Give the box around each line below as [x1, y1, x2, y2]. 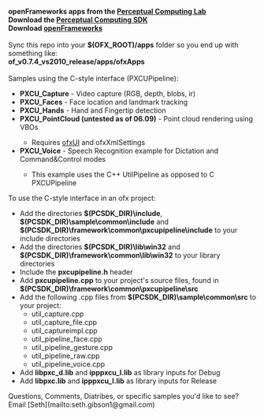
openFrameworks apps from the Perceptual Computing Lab [8, 7, 206, 16]
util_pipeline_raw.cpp [31, 351, 100, 360]
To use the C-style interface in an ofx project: [8, 193, 156, 203]
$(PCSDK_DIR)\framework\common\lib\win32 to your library [19, 251, 221, 259]
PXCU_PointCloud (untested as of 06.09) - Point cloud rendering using [19, 114, 254, 123]
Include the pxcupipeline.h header [19, 267, 133, 277]
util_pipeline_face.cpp [31, 334, 102, 344]
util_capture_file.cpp [31, 318, 97, 326]
